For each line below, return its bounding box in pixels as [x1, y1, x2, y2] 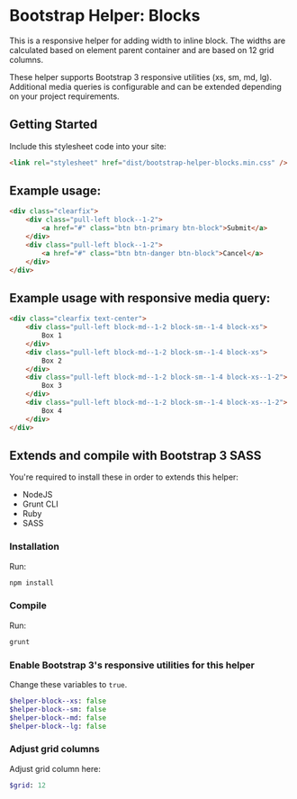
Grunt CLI [22, 498, 58, 509]
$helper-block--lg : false [9, 722, 106, 731]
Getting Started [9, 117, 98, 132]
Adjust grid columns [9, 743, 101, 756]
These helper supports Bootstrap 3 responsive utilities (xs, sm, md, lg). [9, 71, 273, 82]
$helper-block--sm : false [9, 705, 106, 714]
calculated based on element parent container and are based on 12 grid [9, 44, 274, 55]
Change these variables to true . [9, 678, 128, 689]
